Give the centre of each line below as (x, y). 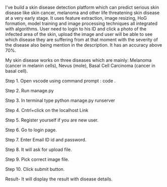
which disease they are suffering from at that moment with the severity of (81, 40)
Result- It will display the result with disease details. (59, 179)
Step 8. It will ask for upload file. (39, 149)
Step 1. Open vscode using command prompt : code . (61, 81)
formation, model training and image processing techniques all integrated (81, 23)
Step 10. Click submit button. (35, 169)
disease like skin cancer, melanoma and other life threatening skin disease (82, 13)
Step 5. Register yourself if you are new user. (52, 120)
